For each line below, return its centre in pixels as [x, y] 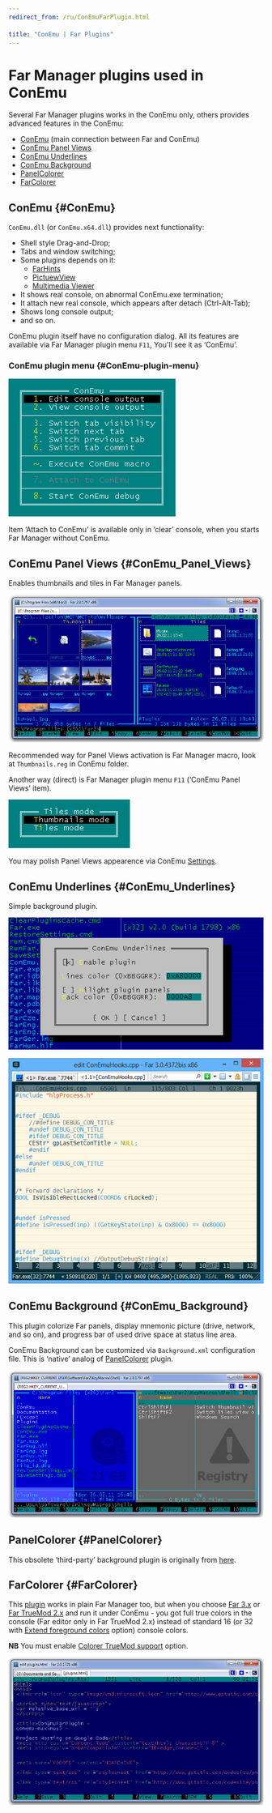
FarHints [46, 269]
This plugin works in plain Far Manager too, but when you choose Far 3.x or [134, 1605]
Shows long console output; [67, 312]
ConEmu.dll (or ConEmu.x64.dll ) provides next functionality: [106, 228]
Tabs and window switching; [68, 252]
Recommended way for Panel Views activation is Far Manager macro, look [132, 755]
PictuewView [54, 277]
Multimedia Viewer [63, 286]
